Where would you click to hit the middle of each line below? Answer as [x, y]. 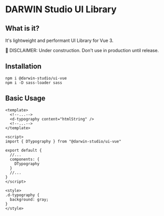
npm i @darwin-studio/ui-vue [36, 78]
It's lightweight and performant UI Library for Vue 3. [59, 40]
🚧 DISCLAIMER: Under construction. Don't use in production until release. [82, 50]
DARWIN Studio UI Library [61, 9]
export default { [24, 150]
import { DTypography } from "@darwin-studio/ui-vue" [63, 141]
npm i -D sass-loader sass [34, 83]
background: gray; [29, 199]
